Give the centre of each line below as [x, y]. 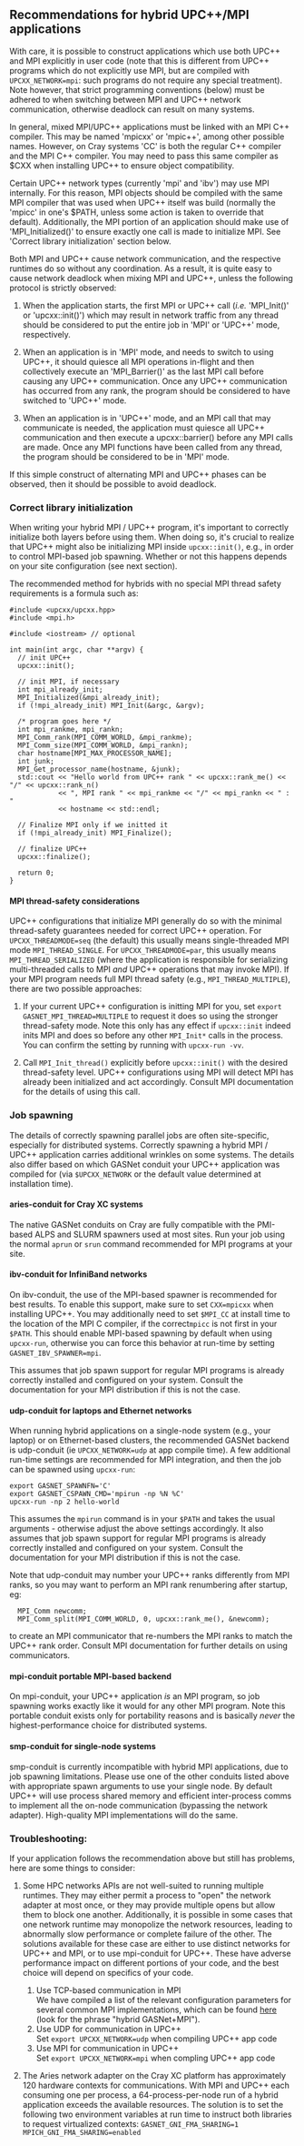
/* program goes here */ [64, 722]
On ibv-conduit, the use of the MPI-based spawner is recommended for [143, 1295]
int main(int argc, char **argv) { [77, 650]
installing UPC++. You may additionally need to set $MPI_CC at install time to [150, 1314]
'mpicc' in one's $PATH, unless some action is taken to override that [137, 212]
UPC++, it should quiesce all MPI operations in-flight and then [138, 361]
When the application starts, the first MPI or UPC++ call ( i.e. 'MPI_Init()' [156, 305]
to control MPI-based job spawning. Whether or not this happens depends [148, 557]
